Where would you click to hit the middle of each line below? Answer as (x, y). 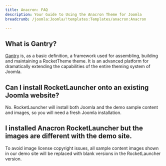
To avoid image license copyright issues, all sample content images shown (82, 148)
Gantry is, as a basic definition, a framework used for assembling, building (82, 56)
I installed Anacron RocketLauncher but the (74, 128)
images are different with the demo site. (69, 136)
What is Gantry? (31, 44)
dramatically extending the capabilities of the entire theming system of (78, 66)
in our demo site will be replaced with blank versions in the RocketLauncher (83, 153)
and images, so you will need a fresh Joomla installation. (63, 112)
